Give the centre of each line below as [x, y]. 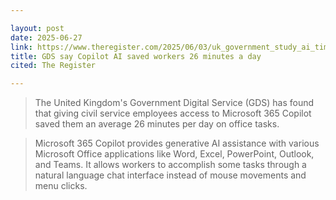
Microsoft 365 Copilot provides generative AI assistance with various [177, 143]
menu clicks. [61, 186]
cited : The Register [53, 66]
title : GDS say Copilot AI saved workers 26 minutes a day [136, 56]
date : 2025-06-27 [46, 37]
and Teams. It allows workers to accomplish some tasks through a [170, 165]
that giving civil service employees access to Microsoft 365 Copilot [173, 113]
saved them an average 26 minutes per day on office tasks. [157, 124]
